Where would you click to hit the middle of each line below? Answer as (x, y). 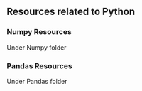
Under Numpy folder (37, 47)
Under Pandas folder (37, 81)
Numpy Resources (39, 32)
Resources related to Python (71, 12)
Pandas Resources (39, 65)
